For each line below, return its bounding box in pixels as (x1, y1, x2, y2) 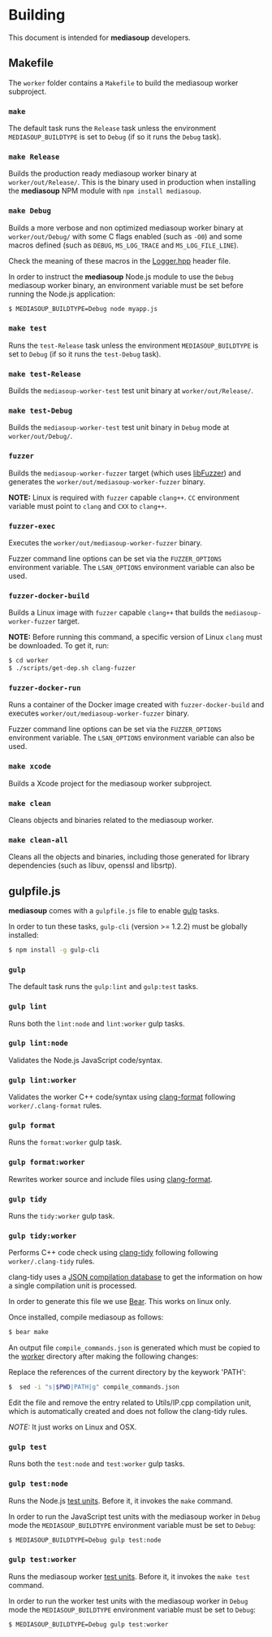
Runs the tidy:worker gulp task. (8, 1211, 115, 1220)
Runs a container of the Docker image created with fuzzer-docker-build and (8, 700, 265, 710)
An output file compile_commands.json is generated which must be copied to (8, 1343, 261, 1353)
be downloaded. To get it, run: (8, 641, 110, 650)
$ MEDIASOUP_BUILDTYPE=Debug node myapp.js (8, 304, 158, 313)
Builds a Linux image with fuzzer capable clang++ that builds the (8, 608, 223, 618)
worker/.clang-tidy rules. (8, 1256, 95, 1267)
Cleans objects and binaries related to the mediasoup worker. (8, 815, 214, 825)
